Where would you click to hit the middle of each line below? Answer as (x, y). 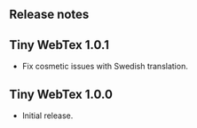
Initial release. (47, 116)
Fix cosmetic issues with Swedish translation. (105, 67)
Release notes (49, 15)
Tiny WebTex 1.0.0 (61, 94)
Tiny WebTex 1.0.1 (59, 45)
